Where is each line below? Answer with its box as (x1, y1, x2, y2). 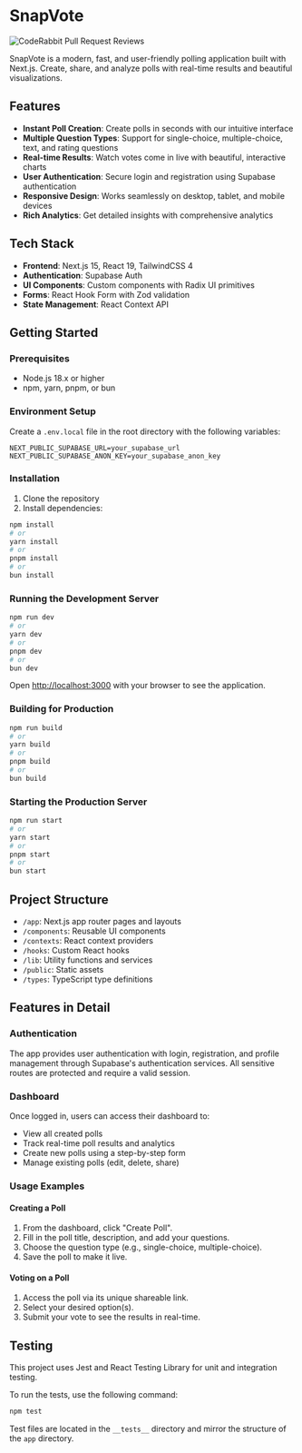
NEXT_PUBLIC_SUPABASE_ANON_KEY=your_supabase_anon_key (9, 451, 221, 460)
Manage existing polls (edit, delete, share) (22, 1157, 180, 1168)
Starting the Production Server (9, 796, 148, 808)
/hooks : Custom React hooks (22, 945, 130, 956)
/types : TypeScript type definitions (22, 974, 153, 985)
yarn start (9, 833, 51, 842)
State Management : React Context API (22, 299, 170, 310)
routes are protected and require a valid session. (9, 1067, 190, 1078)
